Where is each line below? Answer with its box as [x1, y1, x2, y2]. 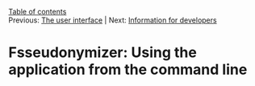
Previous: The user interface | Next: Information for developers [8, 15, 217, 25]
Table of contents [8, 7, 67, 16]
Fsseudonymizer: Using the [8, 43, 198, 62]
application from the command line [8, 60, 248, 79]
